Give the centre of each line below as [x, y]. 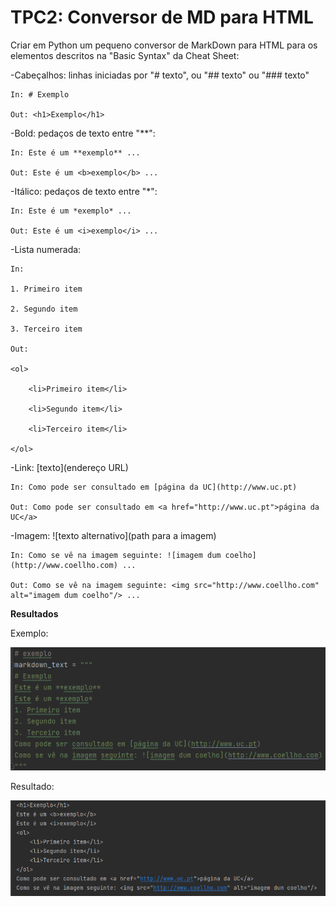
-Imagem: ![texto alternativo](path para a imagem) [113, 535]
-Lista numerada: [46, 249]
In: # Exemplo [40, 94]
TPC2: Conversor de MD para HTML [162, 17]
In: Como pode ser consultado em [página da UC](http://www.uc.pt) [154, 487]
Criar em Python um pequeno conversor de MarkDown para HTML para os [164, 45]
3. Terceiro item [46, 329]
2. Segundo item [44, 309]
